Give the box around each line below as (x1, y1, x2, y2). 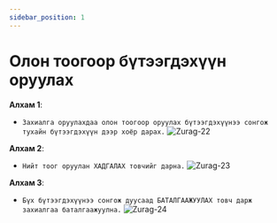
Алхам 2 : (9, 142, 44, 153)
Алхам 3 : (9, 177, 44, 188)
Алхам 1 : (9, 99, 42, 110)
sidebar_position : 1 (9, 12, 86, 22)
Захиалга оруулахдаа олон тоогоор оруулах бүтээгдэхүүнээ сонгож (21, 118, 268, 127)
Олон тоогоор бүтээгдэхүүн (9, 50, 227, 71)
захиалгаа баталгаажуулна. (21, 205, 122, 214)
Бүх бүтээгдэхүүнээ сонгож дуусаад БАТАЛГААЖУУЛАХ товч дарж (21, 196, 253, 204)
